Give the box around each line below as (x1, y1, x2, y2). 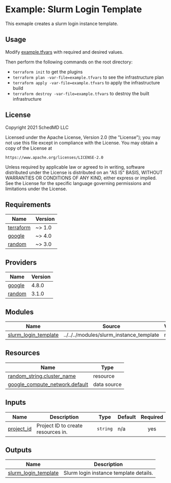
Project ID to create (36, 422, 83, 429)
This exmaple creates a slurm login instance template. (5, 20, 119, 27)
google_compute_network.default (8, 381, 89, 388)
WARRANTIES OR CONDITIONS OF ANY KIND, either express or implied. (5, 175, 157, 181)
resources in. (36, 428, 68, 435)
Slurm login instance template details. (63, 469, 154, 476)
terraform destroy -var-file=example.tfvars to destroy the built (12, 90, 150, 97)
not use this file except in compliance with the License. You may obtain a (5, 140, 158, 146)
